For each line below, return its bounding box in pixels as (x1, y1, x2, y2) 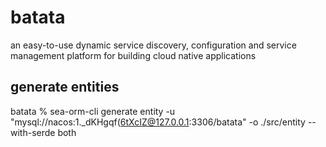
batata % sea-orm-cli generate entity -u (10, 105, 176, 117)
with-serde (10, 126, 56, 138)
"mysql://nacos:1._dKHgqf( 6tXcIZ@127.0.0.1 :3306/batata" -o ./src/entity (10, 116, 306, 128)
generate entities (10, 79, 120, 96)
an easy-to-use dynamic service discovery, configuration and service (10, 39, 297, 51)
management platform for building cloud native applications (10, 49, 257, 61)
